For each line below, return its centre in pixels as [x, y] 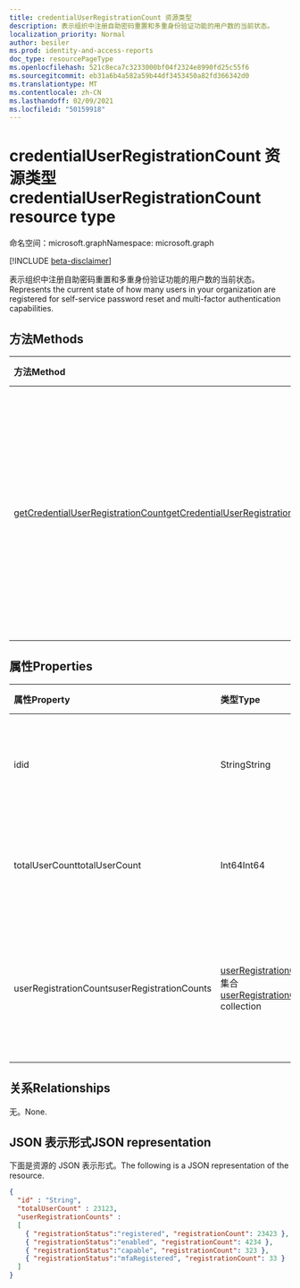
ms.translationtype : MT [54, 84]
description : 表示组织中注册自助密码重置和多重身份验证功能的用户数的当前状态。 [142, 26]
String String [245, 764]
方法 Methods [46, 339]
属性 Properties [51, 666]
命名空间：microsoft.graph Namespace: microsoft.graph [112, 243]
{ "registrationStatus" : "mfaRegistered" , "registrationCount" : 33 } [155, 1258]
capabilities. [31, 309]
